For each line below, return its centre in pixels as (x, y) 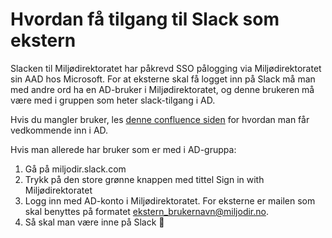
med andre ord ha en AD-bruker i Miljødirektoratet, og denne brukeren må (162, 89)
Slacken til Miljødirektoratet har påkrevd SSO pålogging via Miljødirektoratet (166, 68)
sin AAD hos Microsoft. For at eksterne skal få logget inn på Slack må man (163, 79)
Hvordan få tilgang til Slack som (145, 19)
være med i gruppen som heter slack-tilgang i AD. (113, 100)
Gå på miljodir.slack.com (75, 169)
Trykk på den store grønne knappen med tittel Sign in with (144, 179)
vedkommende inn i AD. (59, 130)
